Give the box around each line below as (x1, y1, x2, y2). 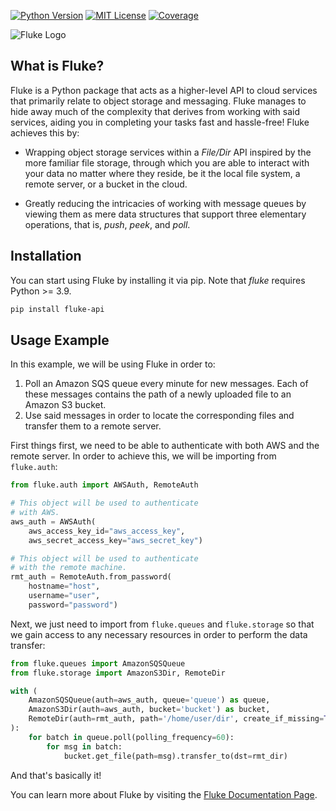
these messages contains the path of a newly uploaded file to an (24, 388, 292, 400)
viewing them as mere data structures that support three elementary (24, 208, 307, 220)
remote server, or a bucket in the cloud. (24, 178, 188, 190)
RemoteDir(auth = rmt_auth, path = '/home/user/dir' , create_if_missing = (28, 714, 325, 724)
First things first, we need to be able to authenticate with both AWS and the (10, 440, 320, 452)
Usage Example (10, 331, 110, 349)
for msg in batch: (46, 741, 123, 752)
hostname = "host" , (28, 581, 101, 592)
